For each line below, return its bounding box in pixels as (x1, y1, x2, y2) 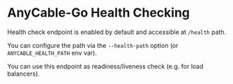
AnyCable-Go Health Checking (7, 5, 190, 21)
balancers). (7, 69, 40, 78)
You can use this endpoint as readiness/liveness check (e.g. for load (7, 62, 204, 70)
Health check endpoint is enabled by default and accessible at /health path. (7, 28, 227, 36)
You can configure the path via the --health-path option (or (7, 41, 179, 49)
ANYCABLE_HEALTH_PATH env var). (7, 49, 98, 57)
